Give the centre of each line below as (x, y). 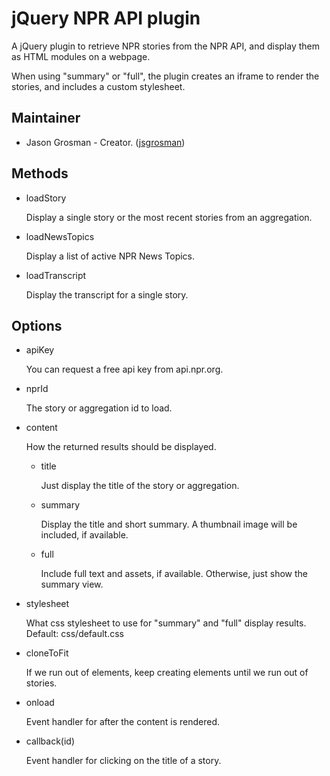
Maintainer (46, 118)
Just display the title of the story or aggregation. (140, 486)
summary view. (72, 584)
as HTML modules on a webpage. (81, 56)
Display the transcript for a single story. (107, 294)
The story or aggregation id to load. (99, 408)
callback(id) (50, 741)
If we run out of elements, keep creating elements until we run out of (167, 673)
